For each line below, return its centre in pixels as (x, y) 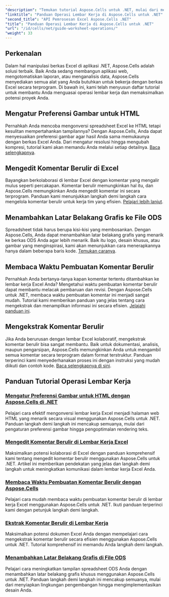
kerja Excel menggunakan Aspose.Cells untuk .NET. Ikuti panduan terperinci (84, 505)
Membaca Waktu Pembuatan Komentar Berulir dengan (73, 482)
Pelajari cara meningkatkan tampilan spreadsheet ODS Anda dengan (76, 568)
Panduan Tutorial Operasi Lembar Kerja (68, 381)
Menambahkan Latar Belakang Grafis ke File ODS (83, 218)
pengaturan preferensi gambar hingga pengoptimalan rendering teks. (77, 429)
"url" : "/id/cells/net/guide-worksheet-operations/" (62, 29)
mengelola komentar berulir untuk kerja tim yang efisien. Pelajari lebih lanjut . (84, 202)
